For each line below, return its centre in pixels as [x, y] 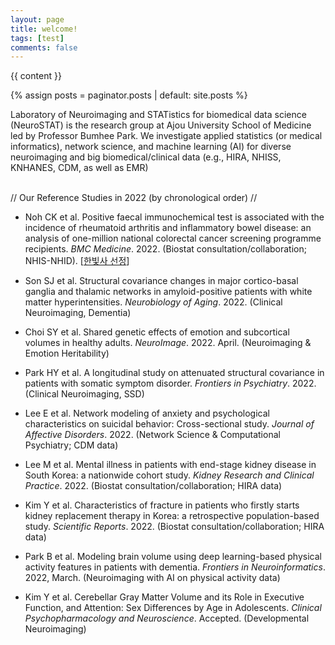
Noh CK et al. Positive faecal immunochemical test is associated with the [174, 217]
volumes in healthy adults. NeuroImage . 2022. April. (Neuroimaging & [168, 343]
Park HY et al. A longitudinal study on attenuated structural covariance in [174, 373]
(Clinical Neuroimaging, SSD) [84, 394]
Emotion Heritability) [67, 353]
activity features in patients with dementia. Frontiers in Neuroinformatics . [175, 567]
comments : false [44, 47]
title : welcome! [44, 29]
